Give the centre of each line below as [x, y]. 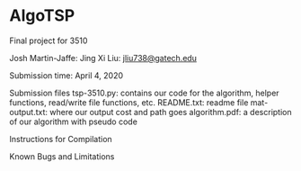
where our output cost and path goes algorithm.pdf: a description [170, 112]
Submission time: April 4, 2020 [66, 75]
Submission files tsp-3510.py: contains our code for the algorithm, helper [145, 93]
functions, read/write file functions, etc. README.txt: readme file [129, 102]
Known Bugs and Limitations [62, 156]
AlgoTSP [42, 16]
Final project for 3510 [49, 40]
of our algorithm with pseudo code [73, 121]
